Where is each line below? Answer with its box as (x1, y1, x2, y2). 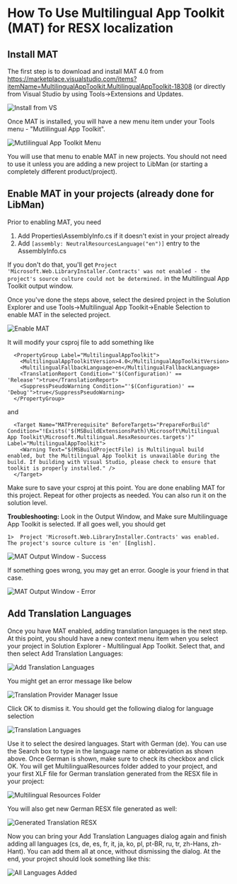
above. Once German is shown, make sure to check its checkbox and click (7, 754, 224, 763)
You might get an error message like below (7, 676, 132, 685)
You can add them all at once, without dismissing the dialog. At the (27, 846, 221, 856)
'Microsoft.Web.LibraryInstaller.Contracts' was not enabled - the (7, 267, 211, 275)
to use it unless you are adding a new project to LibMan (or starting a (7, 160, 209, 168)
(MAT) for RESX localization (7, 20, 174, 36)
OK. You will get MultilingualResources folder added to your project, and (7, 761, 218, 770)
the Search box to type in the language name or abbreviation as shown (7, 746, 214, 755)
